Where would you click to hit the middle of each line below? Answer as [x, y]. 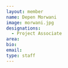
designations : [24, 28]
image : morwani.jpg [30, 22]
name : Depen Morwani [32, 17]
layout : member [25, 12]
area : [13, 39]
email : [14, 50]
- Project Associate [37, 34]
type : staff [21, 56]
